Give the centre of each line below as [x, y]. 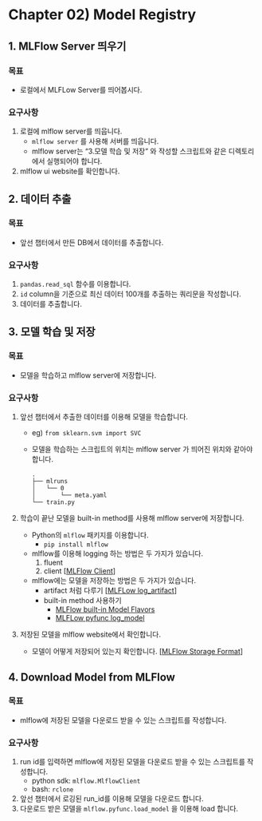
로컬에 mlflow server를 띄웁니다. [71, 131]
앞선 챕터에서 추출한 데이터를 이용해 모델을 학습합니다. [104, 417]
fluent [53, 563]
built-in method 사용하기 [82, 601]
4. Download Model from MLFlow [92, 677]
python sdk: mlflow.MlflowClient [86, 781]
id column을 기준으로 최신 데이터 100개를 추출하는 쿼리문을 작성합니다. [130, 294]
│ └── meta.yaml [69, 496]
